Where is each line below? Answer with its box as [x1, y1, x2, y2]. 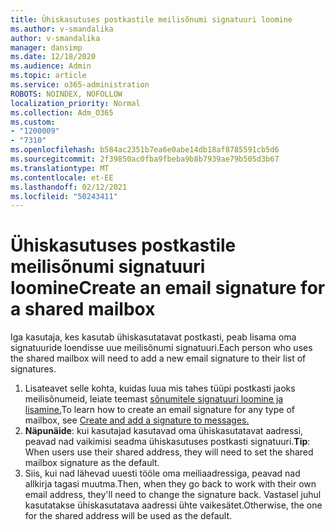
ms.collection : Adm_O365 [10, 107, 114, 118]
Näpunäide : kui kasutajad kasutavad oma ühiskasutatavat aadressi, [24, 425, 304, 437]
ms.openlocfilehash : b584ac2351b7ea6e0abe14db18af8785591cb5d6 [10, 145, 280, 155]
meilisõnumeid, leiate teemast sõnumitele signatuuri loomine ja [24, 393, 284, 405]
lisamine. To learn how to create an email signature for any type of [24, 404, 295, 416]
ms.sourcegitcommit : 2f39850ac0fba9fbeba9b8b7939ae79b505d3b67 [10, 154, 280, 164]
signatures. [10, 363, 57, 375]
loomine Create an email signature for [10, 277, 326, 300]
